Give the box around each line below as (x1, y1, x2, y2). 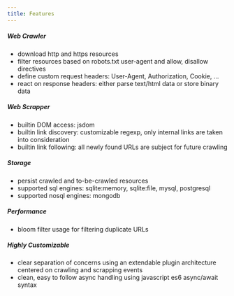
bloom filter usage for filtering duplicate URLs (17, 225, 149, 233)
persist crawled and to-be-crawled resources (17, 176, 149, 185)
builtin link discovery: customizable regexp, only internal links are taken (17, 127, 224, 136)
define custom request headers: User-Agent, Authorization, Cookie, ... (17, 71, 219, 80)
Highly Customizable (7, 241, 70, 249)
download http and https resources (17, 50, 119, 58)
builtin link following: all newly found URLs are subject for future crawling (17, 143, 228, 151)
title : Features (7, 10, 54, 17)
